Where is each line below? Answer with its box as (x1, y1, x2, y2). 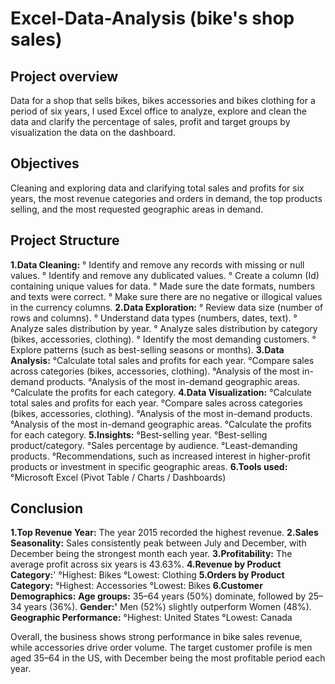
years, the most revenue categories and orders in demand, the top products (10, 192, 323, 204)
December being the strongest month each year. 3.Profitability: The (10, 548, 293, 560)
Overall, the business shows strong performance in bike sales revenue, (10, 631, 303, 643)
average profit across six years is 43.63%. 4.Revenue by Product (10, 558, 282, 571)
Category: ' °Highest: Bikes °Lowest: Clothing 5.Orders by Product (10, 569, 285, 581)
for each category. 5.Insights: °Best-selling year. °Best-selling (10, 428, 268, 441)
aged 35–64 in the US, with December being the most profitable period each (10, 652, 326, 664)
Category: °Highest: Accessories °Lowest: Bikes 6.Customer (10, 580, 263, 592)
